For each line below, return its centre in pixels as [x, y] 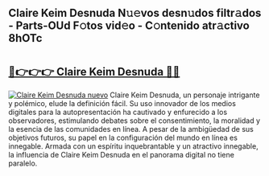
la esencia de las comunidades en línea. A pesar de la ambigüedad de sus [131, 129]
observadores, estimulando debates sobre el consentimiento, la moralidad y [134, 121]
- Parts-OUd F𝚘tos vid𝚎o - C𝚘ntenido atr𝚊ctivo [129, 26]
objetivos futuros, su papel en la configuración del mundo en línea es [123, 137]
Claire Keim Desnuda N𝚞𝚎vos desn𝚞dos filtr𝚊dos [135, 13]
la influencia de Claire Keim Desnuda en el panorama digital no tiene [122, 155]
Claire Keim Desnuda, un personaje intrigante [185, 95]
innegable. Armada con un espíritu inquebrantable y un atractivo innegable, [134, 146]
